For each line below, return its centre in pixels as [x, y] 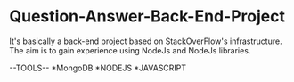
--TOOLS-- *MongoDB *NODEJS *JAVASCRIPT [98, 68]
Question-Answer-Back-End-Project [147, 16]
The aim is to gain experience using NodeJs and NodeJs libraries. [130, 50]
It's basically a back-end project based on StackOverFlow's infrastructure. [146, 41]
